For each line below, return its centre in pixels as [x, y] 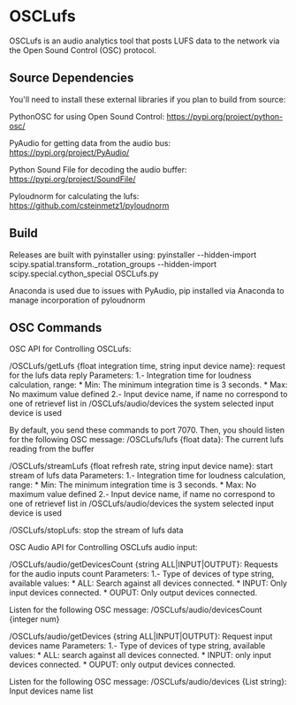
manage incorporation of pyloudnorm [77, 300]
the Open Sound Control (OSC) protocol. [83, 50]
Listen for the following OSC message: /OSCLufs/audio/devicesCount [136, 610]
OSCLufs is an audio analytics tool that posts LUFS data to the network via [144, 41]
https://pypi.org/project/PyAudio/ [69, 152]
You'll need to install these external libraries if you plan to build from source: [148, 99]
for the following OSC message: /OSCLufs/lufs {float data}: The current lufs [147, 440]
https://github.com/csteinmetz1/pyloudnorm [89, 205]
